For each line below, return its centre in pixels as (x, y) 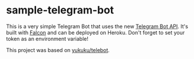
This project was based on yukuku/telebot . (58, 50)
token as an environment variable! (47, 39)
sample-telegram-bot (60, 10)
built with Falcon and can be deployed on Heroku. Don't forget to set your (96, 32)
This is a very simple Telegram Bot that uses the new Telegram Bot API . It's (97, 26)
